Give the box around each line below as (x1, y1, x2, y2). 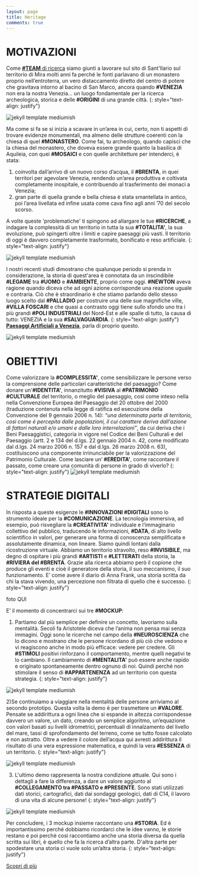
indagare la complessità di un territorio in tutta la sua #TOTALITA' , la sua (6, 224, 183, 231)
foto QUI (6, 596, 27, 603)
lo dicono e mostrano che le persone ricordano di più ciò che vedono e (14, 638, 187, 645)
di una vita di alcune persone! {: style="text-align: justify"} (14, 797, 157, 804)
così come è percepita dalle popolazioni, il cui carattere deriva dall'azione (6, 418, 187, 425)
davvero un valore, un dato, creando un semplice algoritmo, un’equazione (6, 717, 186, 724)
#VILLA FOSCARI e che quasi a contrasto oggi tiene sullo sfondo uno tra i (6, 303, 186, 311)
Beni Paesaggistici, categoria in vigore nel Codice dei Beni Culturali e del (6, 430, 183, 438)
